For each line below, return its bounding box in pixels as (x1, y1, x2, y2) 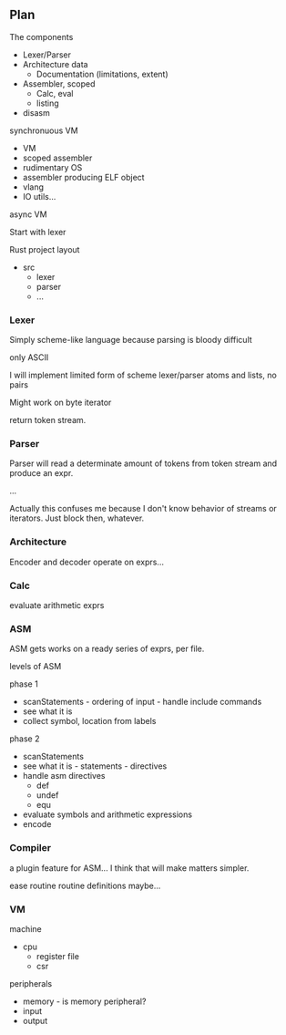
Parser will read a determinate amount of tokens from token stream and (9, 458, 278, 469)
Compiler (9, 842, 52, 854)
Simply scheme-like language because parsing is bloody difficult (9, 335, 252, 346)
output (22, 1015, 48, 1026)
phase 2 (9, 733, 40, 744)
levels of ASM (9, 661, 62, 672)
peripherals (9, 978, 53, 988)
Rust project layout (9, 243, 80, 254)
